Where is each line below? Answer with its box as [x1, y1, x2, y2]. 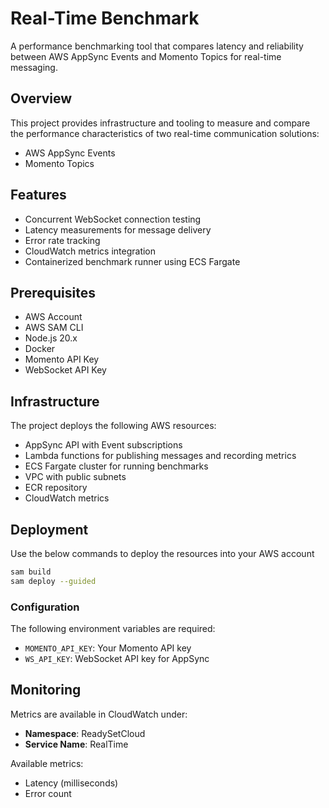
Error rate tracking [24, 234, 101, 246]
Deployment [10, 521, 89, 538]
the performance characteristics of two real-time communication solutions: [10, 127, 320, 139]
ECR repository [24, 482, 88, 494]
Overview [10, 90, 73, 107]
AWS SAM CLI [24, 322, 84, 334]
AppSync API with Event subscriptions [24, 439, 183, 451]
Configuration [10, 600, 80, 614]
